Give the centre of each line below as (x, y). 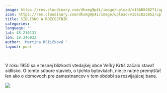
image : (12, 10)
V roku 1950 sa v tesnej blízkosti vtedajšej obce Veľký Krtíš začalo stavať (80, 65)
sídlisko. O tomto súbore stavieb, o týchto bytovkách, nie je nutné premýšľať (83, 71)
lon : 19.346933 (21, 38)
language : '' (19, 28)
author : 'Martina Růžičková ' (37, 42)
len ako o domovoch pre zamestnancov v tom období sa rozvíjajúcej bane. (81, 76)
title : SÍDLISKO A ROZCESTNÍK (37, 19)
